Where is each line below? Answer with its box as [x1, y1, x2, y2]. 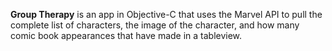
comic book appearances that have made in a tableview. [10, 30, 243, 41]
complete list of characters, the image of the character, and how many [10, 19, 300, 31]
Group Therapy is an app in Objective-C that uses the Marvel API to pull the [10, 9, 323, 20]
